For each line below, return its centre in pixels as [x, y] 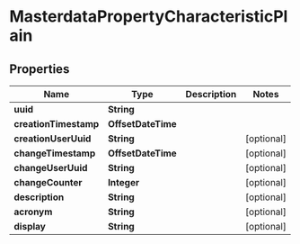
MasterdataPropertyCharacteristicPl [149, 17]
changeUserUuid [51, 168]
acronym [33, 212]
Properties [40, 69]
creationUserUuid [53, 139]
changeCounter [48, 182]
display [30, 226]
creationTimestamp [57, 124]
